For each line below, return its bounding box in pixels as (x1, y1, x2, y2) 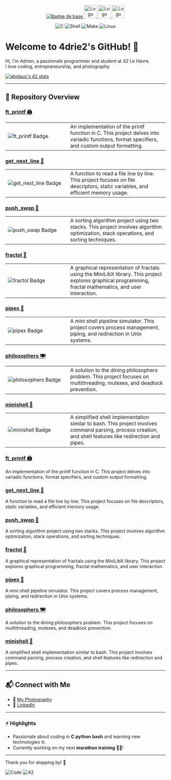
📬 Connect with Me (5, 680, 70, 689)
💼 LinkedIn (12, 702, 35, 708)
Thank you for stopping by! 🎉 (5, 759, 66, 765)
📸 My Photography (12, 697, 52, 703)
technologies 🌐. (12, 739, 46, 745)
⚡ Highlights (5, 720, 37, 727)
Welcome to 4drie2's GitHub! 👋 (5, 41, 139, 53)
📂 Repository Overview (5, 93, 80, 102)
